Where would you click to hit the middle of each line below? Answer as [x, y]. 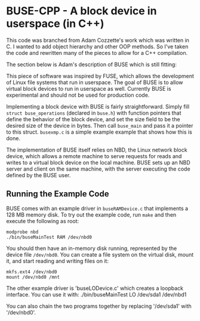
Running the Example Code [58, 194]
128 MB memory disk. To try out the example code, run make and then [91, 214]
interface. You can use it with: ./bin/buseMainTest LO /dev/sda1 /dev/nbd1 [96, 294]
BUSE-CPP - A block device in [81, 11]
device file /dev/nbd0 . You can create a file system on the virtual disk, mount [100, 254]
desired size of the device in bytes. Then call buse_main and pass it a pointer [100, 125]
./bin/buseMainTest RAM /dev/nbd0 [49, 237]
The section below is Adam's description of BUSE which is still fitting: [92, 64]
